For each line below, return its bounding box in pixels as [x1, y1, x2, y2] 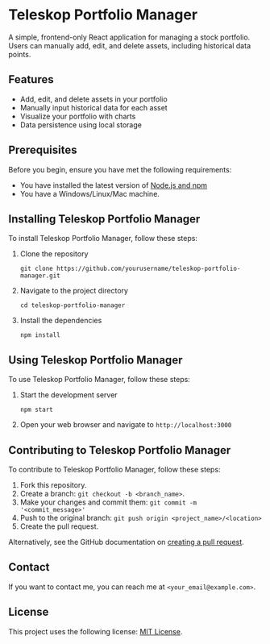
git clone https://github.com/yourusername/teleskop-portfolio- [19, 264, 241, 273]
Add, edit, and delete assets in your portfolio [19, 94, 168, 104]
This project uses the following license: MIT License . [8, 626, 183, 636]
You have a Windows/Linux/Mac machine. [19, 189, 160, 198]
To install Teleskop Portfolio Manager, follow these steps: [8, 234, 197, 243]
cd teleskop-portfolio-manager [19, 301, 126, 310]
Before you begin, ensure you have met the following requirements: [8, 164, 232, 174]
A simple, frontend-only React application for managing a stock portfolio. [8, 32, 251, 42]
